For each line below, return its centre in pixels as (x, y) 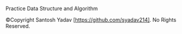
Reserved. (18, 26)
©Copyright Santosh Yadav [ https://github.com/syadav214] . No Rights (91, 20)
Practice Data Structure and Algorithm (52, 8)
